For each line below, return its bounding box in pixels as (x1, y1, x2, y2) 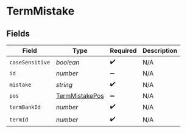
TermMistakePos (55, 92, 105, 100)
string (55, 80, 73, 89)
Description (143, 47, 178, 55)
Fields (6, 29, 30, 39)
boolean (55, 58, 80, 66)
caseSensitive (9, 59, 51, 66)
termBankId (9, 103, 41, 111)
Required (110, 47, 137, 55)
